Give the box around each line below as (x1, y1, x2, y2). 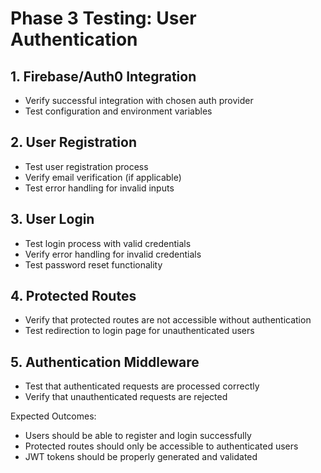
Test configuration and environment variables (24, 105, 213, 117)
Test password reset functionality (24, 258, 163, 271)
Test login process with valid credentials (24, 237, 192, 249)
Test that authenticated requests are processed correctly (24, 380, 260, 392)
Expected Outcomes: (10, 410, 97, 422)
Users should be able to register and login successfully (24, 430, 252, 442)
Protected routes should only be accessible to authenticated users (24, 440, 299, 452)
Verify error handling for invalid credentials (24, 248, 202, 260)
